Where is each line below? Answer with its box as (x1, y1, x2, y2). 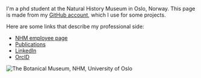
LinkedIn (14, 47, 37, 54)
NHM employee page (14, 35, 68, 41)
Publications (14, 41, 46, 48)
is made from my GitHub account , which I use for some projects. (6, 11, 166, 18)
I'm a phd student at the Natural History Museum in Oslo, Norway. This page (6, 5, 196, 12)
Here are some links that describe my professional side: (6, 23, 144, 30)
